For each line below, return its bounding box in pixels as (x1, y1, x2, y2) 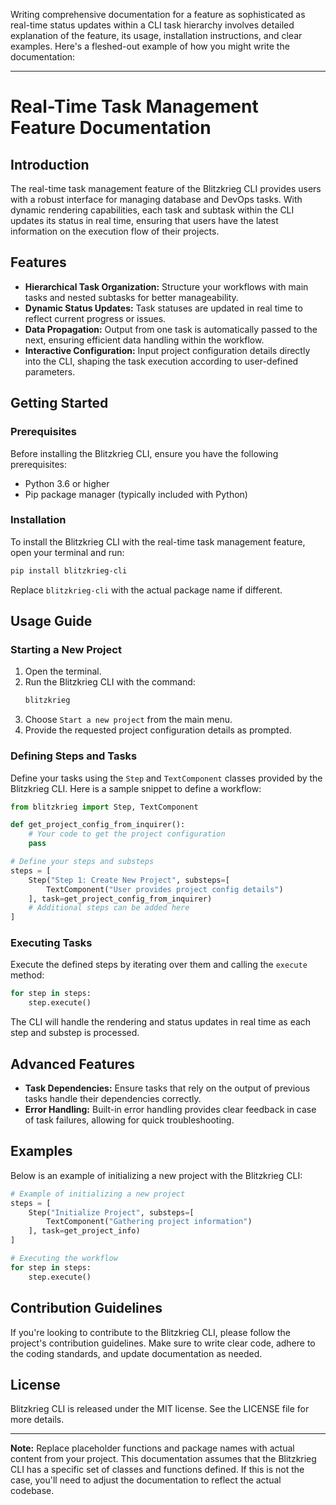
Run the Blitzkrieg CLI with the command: (24, 676, 196, 688)
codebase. (10, 1485, 55, 1497)
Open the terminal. (24, 665, 102, 678)
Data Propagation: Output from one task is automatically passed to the (24, 323, 318, 335)
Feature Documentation (10, 117, 212, 139)
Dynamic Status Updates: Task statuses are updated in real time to (24, 302, 303, 314)
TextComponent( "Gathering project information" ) (46, 1217, 253, 1227)
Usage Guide (10, 613, 93, 630)
